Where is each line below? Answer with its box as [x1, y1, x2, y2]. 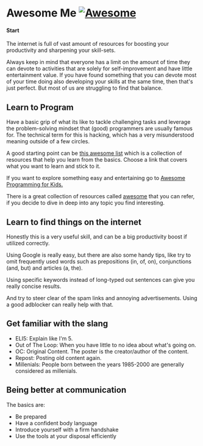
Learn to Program [6, 102, 74, 112]
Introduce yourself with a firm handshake [15, 426, 119, 433]
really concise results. [6, 282, 62, 290]
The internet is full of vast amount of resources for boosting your [6, 40, 169, 48]
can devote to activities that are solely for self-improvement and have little [6, 65, 193, 73]
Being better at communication [6, 385, 127, 395]
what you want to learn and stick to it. [6, 162, 101, 170]
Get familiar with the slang [6, 318, 109, 329]
